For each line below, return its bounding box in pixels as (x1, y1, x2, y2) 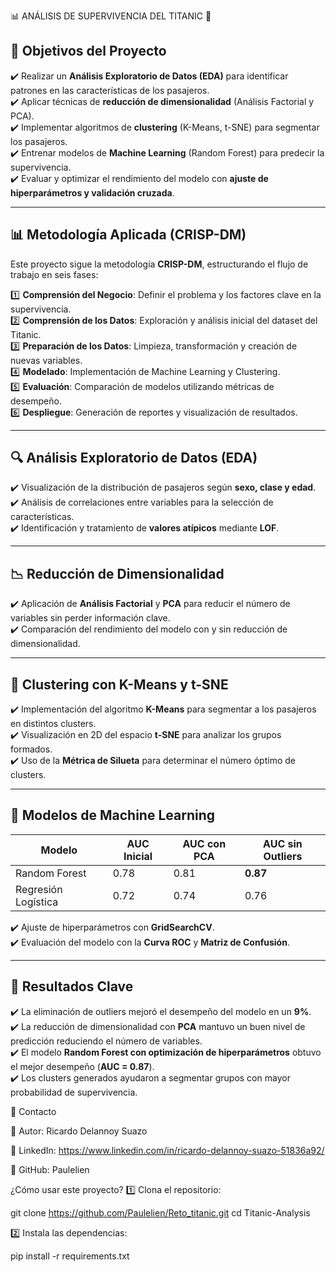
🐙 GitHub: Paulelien (10, 1163, 90, 1175)
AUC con (182, 836, 227, 850)
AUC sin (263, 836, 303, 850)
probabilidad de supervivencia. (10, 1086, 138, 1098)
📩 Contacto (10, 1105, 57, 1117)
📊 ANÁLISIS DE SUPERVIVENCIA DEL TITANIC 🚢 (10, 10, 212, 22)
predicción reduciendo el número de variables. (10, 1035, 203, 1047)
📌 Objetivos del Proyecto (10, 43, 167, 60)
